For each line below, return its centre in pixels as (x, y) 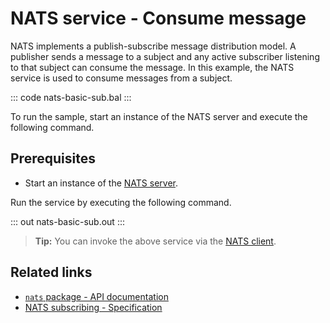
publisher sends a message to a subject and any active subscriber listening (165, 56)
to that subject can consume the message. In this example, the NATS (152, 67)
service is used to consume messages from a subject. (121, 78)
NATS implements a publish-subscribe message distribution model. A (153, 46)
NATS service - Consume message (158, 18)
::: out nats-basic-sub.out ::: (67, 221)
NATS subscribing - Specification (93, 307)
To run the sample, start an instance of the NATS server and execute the (159, 116)
